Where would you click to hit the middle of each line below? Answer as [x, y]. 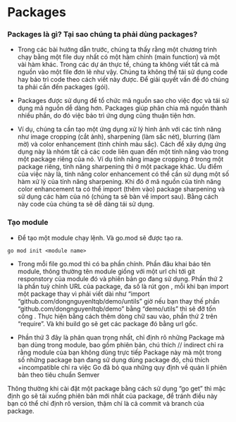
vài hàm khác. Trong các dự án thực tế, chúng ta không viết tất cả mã [118, 65]
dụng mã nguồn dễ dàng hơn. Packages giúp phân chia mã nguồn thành [122, 108]
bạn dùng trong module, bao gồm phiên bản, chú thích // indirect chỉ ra [120, 345]
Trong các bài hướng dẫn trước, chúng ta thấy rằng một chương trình [117, 49]
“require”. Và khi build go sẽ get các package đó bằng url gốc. [107, 323]
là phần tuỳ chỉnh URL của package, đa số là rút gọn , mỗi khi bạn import [123, 286]
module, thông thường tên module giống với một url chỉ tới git [106, 271]
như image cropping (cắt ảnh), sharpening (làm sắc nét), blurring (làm [119, 137]
